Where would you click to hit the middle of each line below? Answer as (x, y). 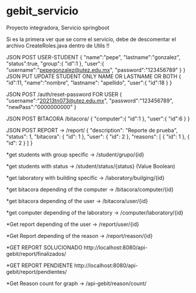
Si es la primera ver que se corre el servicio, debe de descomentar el (91, 39)
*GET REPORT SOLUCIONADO (44, 247)
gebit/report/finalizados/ (36, 253)
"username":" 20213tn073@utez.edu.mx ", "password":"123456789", (90, 101)
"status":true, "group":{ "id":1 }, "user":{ (55, 64)
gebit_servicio (42, 11)
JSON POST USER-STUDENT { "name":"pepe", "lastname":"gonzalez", (94, 57)
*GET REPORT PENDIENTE (40, 265)
